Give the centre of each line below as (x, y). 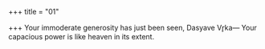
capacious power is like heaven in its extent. (82, 37)
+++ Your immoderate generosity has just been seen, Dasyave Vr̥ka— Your (132, 28)
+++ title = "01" (34, 12)
